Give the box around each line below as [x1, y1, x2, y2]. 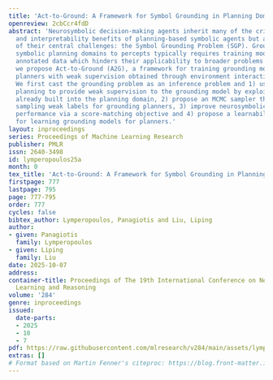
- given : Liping [8, 246, 63, 254]
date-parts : [15, 313, 57, 322]
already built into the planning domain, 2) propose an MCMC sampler [15, 95, 256, 103]
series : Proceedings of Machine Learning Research [8, 132, 184, 140]
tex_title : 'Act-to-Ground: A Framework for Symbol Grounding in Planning [8, 171, 267, 179]
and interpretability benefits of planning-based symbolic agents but [15, 34, 260, 43]
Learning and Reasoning [15, 283, 96, 292]
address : [8, 269, 38, 277]
